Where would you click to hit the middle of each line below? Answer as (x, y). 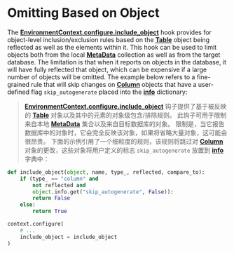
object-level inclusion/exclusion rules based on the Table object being (109, 39)
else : (28, 205)
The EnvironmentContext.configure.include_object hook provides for (110, 32)
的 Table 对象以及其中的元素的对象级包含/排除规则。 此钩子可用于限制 (125, 115)
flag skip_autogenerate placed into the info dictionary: (109, 92)
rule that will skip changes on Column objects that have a (114, 84)
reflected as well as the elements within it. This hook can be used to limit (112, 47)
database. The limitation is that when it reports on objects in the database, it (117, 62)
